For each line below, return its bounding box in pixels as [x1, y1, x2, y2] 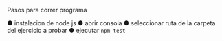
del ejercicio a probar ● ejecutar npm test [7, 27, 126, 34]
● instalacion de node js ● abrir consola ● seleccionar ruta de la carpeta [7, 19, 216, 27]
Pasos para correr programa [7, 6, 87, 14]
